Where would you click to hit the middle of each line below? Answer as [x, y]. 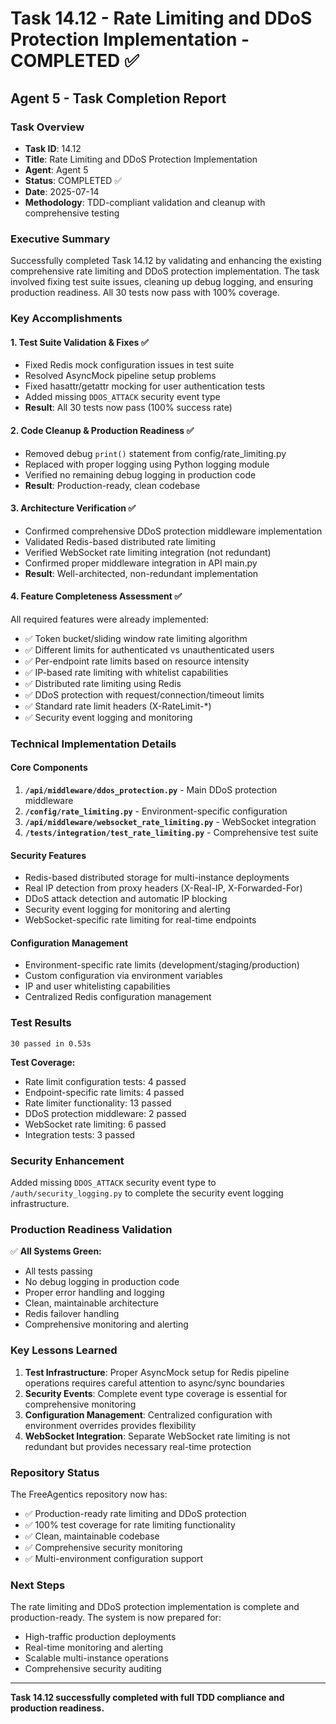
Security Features [48, 855]
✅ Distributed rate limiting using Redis [103, 683]
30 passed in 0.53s [51, 1043]
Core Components [49, 768]
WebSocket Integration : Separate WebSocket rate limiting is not [157, 1436]
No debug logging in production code [102, 1282]
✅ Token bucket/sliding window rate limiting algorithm [136, 638]
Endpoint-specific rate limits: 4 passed [104, 1092]
